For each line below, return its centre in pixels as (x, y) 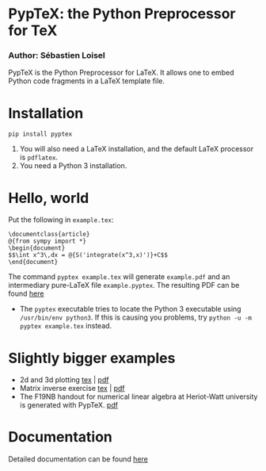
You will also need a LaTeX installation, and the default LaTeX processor (137, 149)
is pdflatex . (38, 157)
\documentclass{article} (49, 235)
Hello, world (49, 198)
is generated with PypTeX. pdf (69, 405)
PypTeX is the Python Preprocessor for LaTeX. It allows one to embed (122, 73)
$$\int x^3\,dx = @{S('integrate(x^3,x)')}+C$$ (88, 255)
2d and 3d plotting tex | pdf (64, 380)
